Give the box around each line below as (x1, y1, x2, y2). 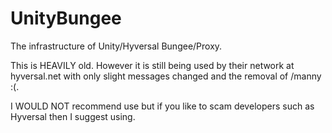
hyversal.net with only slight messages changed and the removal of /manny (10, 70, 322, 82)
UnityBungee (10, 7, 122, 30)
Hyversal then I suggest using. (10, 110, 136, 122)
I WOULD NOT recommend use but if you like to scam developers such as (10, 100, 315, 112)
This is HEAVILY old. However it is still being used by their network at (10, 59, 295, 71)
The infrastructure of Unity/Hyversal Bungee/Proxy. (10, 40, 223, 52)
